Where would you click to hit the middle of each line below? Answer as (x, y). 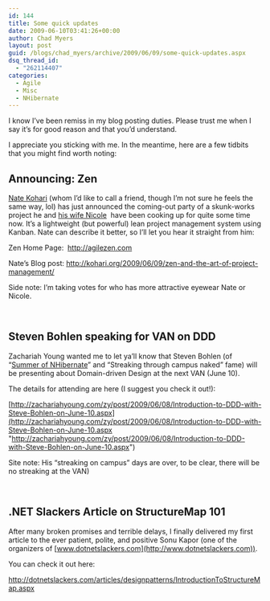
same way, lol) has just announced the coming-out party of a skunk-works (132, 206)
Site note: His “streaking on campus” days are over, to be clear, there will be (134, 462)
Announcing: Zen (53, 179)
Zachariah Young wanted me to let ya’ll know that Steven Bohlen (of (121, 356)
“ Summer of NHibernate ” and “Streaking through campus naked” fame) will (133, 364)
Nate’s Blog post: (37, 264)
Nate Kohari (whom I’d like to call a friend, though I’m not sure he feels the (131, 198)
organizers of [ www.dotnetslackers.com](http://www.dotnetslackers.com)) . (133, 548)
